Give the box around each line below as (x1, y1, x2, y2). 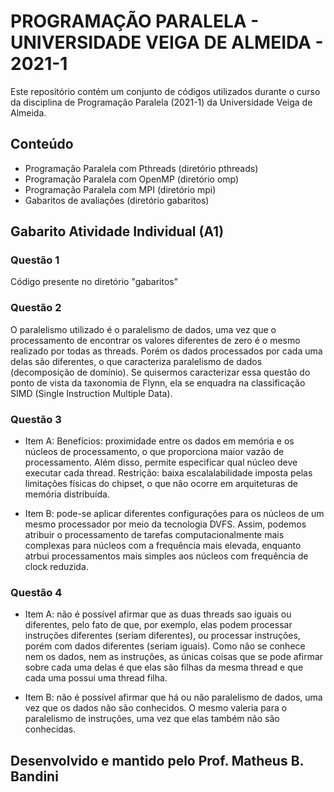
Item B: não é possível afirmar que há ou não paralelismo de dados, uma (24, 691, 323, 704)
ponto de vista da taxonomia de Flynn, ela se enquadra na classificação (10, 376, 306, 389)
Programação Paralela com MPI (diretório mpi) (24, 183, 217, 195)
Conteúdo (10, 136, 74, 153)
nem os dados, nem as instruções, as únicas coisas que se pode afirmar (24, 651, 324, 663)
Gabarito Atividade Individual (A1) (10, 223, 225, 240)
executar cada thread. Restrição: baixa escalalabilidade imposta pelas (24, 467, 313, 479)
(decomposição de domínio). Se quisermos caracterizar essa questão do (10, 366, 311, 378)
